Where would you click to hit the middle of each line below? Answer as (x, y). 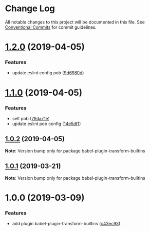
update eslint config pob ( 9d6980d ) (48, 73)
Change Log (30, 9)
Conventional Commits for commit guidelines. (51, 27)
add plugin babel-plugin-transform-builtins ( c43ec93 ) (66, 224)
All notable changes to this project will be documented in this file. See (75, 22)
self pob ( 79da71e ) (31, 118)
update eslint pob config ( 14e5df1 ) (47, 124)
